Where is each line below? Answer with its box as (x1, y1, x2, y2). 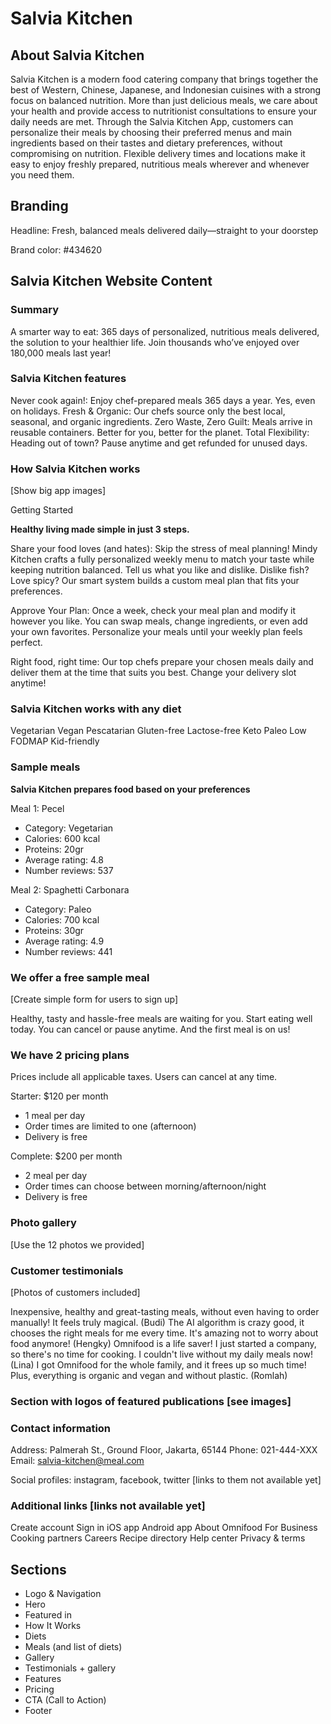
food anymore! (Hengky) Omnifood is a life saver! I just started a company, (10, 1337, 317, 1349)
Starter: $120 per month (10, 1090, 109, 1102)
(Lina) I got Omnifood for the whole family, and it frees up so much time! (10, 1358, 307, 1371)
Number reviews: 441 (24, 945, 113, 957)
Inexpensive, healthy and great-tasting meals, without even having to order (10, 1305, 320, 1317)
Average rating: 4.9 (24, 935, 105, 947)
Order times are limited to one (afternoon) (24, 1120, 197, 1132)
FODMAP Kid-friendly (10, 735, 100, 747)
